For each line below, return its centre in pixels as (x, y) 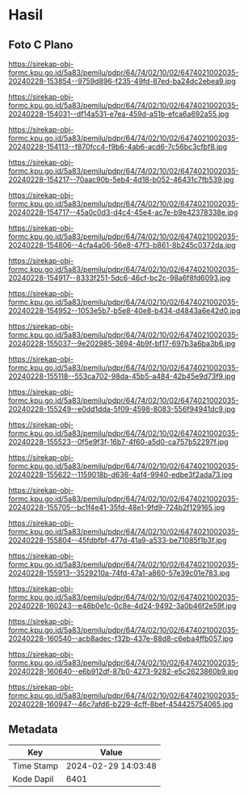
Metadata (33, 729)
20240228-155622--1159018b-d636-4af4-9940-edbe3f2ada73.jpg (120, 475)
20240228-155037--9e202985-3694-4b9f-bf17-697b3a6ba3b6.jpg (122, 343)
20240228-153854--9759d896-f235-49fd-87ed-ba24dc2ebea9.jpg (122, 81)
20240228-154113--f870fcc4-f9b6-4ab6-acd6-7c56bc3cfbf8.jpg (118, 146)
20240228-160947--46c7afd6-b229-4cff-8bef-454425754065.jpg (121, 704)
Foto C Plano (41, 45)
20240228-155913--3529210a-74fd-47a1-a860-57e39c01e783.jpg (119, 573)
